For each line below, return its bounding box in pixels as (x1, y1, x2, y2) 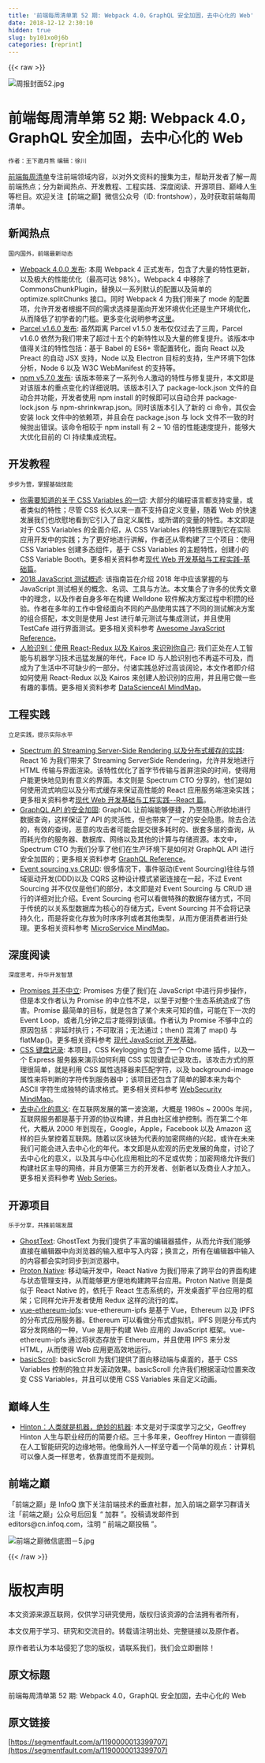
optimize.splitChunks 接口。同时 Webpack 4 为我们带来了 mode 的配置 (19, 293, 250, 304)
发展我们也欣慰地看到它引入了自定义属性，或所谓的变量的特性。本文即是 (19, 514, 255, 525)
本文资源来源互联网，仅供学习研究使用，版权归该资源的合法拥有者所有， (8, 1609, 243, 1619)
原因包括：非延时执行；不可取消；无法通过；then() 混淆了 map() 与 (19, 1025, 238, 1035)
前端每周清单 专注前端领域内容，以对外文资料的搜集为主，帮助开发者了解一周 (8, 172, 257, 181)
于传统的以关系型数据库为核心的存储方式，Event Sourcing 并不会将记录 (19, 903, 251, 913)
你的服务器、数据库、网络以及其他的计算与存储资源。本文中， (40, 834, 241, 844)
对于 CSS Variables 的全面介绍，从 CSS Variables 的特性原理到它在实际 (19, 525, 251, 534)
